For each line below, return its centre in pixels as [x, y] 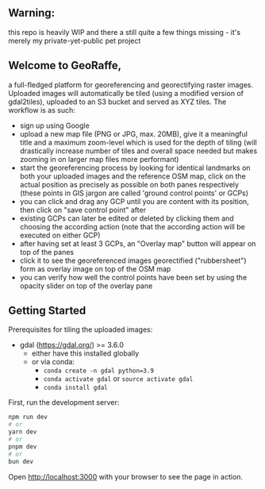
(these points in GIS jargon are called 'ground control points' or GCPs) [134, 193]
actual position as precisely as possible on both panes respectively [129, 184]
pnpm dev [23, 447]
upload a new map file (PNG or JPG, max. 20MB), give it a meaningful [134, 133]
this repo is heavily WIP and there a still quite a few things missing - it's [124, 32]
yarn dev [23, 432]
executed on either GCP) [60, 235]
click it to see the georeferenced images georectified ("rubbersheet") [133, 260]
